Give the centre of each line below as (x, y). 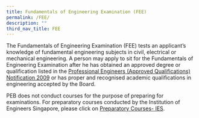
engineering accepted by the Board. (51, 84)
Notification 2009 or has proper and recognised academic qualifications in (99, 78)
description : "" (27, 23)
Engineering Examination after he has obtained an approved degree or (93, 65)
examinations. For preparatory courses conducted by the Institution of (93, 102)
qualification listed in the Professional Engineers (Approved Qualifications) (99, 71)
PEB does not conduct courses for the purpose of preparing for (85, 96)
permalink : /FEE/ (28, 17)
